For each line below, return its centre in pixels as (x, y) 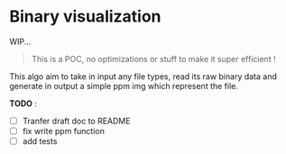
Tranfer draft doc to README (76, 121)
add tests (40, 141)
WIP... (20, 41)
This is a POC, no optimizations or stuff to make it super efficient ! (154, 59)
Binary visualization (85, 17)
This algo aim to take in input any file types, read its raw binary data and (143, 76)
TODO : (23, 103)
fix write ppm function (64, 131)
